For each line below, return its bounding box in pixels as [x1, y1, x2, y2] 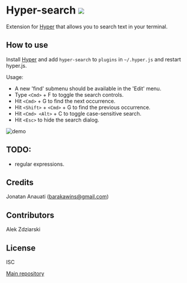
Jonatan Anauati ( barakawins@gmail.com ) [6, 193, 109, 200]
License [6, 243, 36, 253]
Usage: [6, 73, 24, 80]
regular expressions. [14, 160, 65, 167]
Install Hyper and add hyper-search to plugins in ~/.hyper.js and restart [6, 55, 181, 62]
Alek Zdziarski [6, 226, 41, 233]
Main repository [6, 270, 45, 277]
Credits [6, 177, 34, 187]
